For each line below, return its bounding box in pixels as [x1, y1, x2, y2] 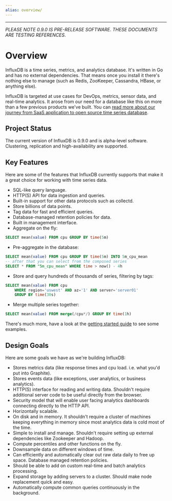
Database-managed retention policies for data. [12, 214, 112, 220]
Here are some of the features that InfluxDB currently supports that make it [5, 172, 163, 178]
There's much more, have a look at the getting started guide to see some [5, 321, 159, 327]
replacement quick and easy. [12, 479, 74, 485]
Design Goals [5, 341, 49, 350]
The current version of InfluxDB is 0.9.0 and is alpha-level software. [5, 138, 148, 144]
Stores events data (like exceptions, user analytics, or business [12, 375, 146, 382]
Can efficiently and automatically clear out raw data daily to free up [12, 452, 155, 457]
